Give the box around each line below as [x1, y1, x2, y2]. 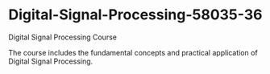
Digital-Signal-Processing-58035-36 [8, 6, 263, 24]
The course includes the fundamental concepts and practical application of [8, 47, 258, 57]
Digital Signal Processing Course [8, 32, 117, 42]
